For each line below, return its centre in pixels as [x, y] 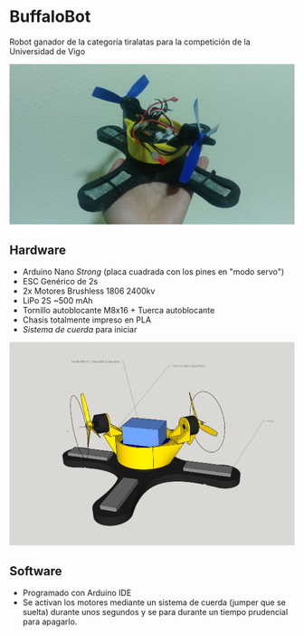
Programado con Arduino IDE [77, 593]
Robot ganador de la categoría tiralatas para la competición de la [130, 42]
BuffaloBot [50, 17]
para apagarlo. [50, 622]
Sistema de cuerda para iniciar [80, 330]
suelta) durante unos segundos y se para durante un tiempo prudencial [155, 612]
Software [36, 571]
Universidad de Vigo [47, 51]
